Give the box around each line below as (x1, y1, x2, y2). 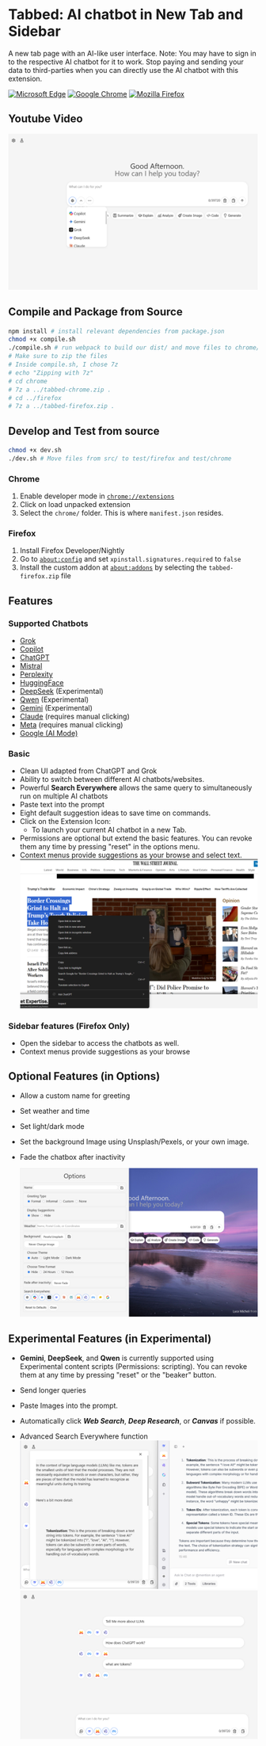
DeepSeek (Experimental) (19, 687, 104, 696)
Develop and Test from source (8, 424, 160, 437)
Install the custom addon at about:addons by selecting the (19, 562, 207, 572)
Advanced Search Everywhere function (19, 1431, 149, 1441)
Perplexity (19, 669, 53, 679)
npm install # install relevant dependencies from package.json (8, 327, 225, 335)
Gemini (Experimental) (19, 703, 93, 713)
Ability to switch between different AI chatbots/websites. (19, 775, 204, 784)
